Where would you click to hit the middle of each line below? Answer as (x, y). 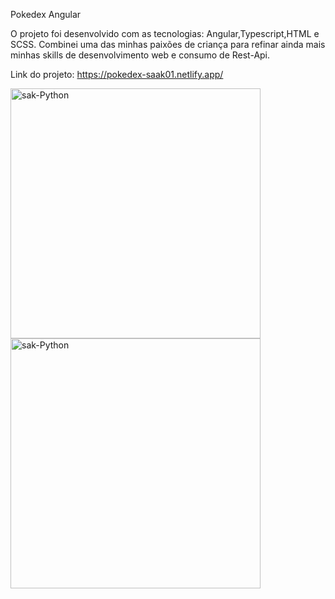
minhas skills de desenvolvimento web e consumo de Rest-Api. (140, 55)
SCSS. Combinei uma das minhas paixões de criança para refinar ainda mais (168, 44)
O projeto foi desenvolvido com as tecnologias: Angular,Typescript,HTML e (165, 33)
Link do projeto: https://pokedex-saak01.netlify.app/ (117, 74)
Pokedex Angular (46, 14)
